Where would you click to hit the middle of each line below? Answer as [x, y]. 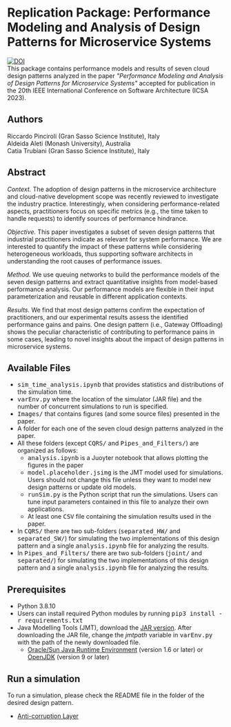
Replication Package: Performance [109, 13]
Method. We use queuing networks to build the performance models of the [113, 275]
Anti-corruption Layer [48, 716]
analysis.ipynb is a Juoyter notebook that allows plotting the [118, 458]
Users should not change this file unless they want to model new [119, 480]
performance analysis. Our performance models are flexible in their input [111, 289]
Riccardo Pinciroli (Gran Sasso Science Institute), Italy [83, 136]
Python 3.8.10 [37, 606]
